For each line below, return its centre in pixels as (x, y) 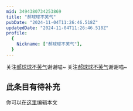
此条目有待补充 (33, 87)
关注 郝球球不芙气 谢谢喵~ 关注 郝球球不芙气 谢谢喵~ (67, 67)
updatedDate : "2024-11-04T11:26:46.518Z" (57, 28)
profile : (17, 33)
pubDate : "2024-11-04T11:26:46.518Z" (52, 22)
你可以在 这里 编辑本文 (32, 102)
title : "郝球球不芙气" (31, 17)
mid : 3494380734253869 (34, 11)
